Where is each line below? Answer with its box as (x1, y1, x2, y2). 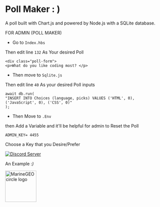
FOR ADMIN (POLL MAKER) (5, 29, 62, 35)
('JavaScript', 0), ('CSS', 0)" (5, 100, 72, 105)
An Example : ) (5, 160, 34, 166)
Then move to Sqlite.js (12, 71, 62, 78)
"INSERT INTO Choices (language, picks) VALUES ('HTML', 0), (5, 95, 135, 100)
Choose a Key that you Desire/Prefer (5, 141, 81, 147)
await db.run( (5, 91, 35, 96)
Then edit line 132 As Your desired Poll (5, 49, 84, 55)
